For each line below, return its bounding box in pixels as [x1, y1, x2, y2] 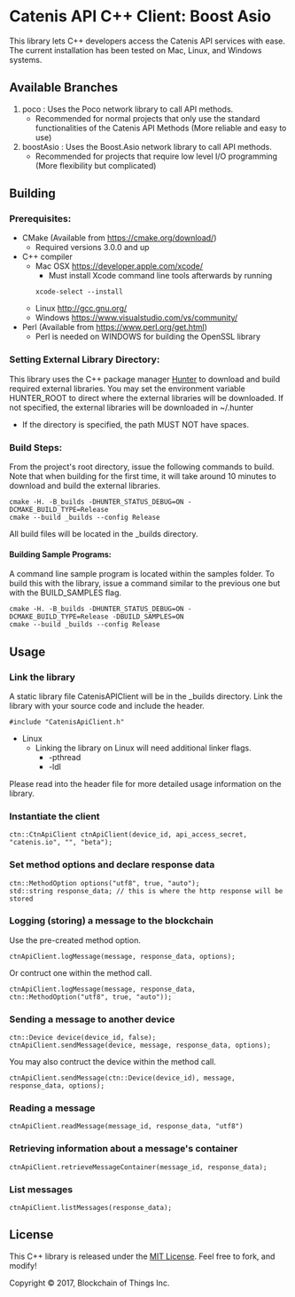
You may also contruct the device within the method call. [9, 1057, 217, 1067]
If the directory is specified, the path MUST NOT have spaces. [21, 419, 250, 429]
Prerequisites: [9, 213, 72, 225]
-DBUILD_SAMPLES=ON [112, 612, 184, 622]
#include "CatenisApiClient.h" [9, 717, 125, 727]
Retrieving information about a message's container [9, 1143, 238, 1155]
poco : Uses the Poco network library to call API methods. [21, 104, 234, 114]
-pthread [48, 751, 82, 762]
